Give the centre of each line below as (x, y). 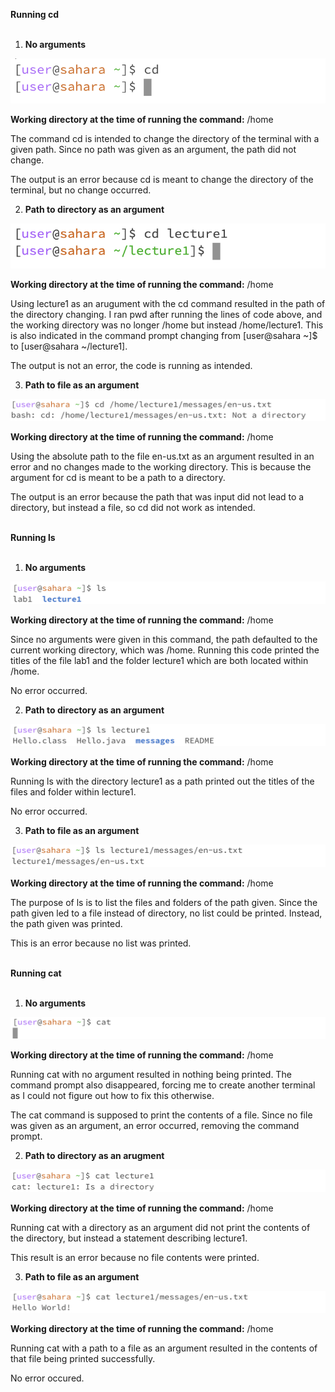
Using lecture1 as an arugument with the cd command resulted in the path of (168, 303)
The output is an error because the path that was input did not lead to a (157, 497)
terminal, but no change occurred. (81, 190)
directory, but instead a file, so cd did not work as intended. (133, 508)
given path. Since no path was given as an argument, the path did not (153, 149)
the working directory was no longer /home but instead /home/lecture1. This (167, 325)
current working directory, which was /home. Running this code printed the (165, 650)
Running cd (35, 14)
